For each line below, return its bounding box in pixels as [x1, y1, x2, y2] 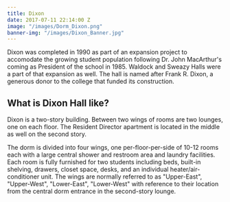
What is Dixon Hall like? [7, 97, 110, 109]
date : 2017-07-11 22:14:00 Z [7, 16, 91, 23]
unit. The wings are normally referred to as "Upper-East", [41, 172, 203, 181]
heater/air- [170, 166, 200, 174]
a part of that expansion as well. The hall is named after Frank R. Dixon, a [7, 70, 214, 78]
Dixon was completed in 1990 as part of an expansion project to [7, 48, 187, 56]
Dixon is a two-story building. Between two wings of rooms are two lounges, [7, 115, 223, 124]
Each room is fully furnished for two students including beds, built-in [7, 158, 201, 166]
